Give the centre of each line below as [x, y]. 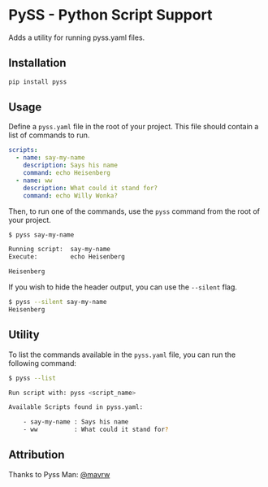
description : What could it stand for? [91, 188]
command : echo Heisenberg [67, 173]
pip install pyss [38, 82]
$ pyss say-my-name [41, 235]
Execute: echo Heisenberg [67, 257]
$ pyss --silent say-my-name [58, 302]
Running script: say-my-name [60, 250]
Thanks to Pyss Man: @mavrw [59, 474]
